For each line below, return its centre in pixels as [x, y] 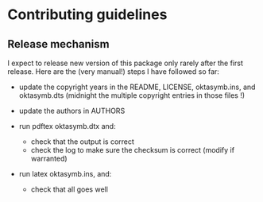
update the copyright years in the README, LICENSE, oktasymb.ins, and [137, 87]
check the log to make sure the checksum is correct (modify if [133, 150]
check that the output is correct [82, 142]
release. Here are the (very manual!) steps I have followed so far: [114, 72]
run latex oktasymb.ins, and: [65, 174]
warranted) [49, 158]
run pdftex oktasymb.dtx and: [67, 126]
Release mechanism [58, 44]
